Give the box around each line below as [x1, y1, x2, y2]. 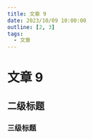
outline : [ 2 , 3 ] [7, 23, 55, 30]
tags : [7, 30, 23, 38]
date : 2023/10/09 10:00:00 [7, 17, 87, 24]
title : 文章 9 [7, 10, 47, 18]
